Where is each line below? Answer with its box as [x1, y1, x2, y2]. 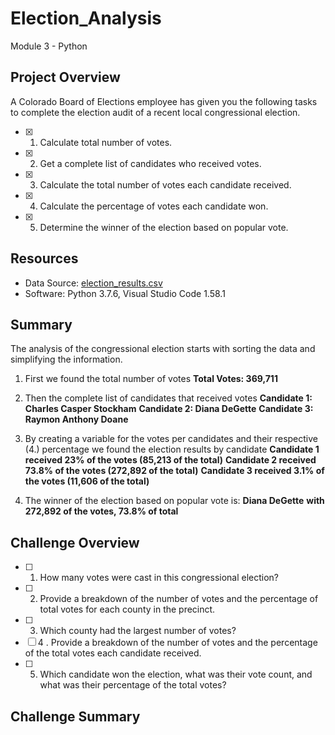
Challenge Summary [10, 708, 141, 725]
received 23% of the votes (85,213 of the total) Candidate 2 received [24, 454, 317, 466]
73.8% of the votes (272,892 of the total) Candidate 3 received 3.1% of [24, 465, 325, 477]
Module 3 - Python [10, 40, 88, 52]
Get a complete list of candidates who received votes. [39, 157, 262, 169]
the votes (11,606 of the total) [24, 475, 150, 487]
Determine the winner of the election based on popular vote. [39, 221, 289, 233]
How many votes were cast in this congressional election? [39, 572, 280, 584]
